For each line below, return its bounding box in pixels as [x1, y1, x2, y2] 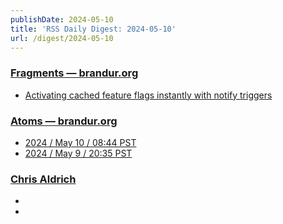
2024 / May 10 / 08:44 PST [24, 136, 137, 148]
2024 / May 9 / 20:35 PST [24, 147, 133, 159]
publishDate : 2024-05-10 [10, 14, 114, 25]
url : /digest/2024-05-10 [10, 33, 114, 43]
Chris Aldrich [10, 172, 77, 186]
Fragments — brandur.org [10, 66, 139, 80]
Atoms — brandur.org [10, 114, 118, 128]
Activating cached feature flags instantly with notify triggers [24, 89, 273, 101]
